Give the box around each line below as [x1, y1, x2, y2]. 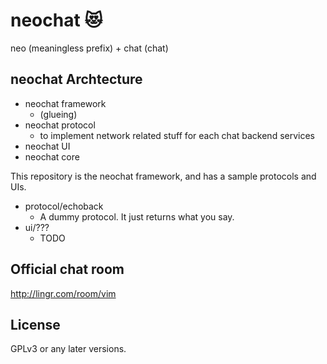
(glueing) [39, 108, 78, 120]
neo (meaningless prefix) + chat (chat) [10, 42, 169, 54]
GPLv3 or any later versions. [10, 343, 127, 355]
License [10, 316, 61, 333]
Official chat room [10, 261, 125, 278]
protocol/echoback [24, 200, 104, 212]
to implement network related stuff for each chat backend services [39, 129, 315, 141]
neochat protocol [24, 119, 96, 131]
